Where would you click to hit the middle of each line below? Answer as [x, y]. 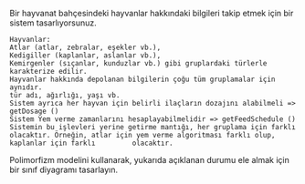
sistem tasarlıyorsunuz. [53, 23]
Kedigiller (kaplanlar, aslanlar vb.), [85, 56]
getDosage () [34, 111]
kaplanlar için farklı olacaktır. [91, 143]
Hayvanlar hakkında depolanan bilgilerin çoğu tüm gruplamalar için [142, 79]
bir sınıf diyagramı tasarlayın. [64, 169]
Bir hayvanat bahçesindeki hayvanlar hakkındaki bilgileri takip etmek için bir [152, 13]
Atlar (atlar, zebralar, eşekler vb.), [85, 47]
